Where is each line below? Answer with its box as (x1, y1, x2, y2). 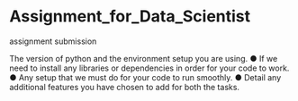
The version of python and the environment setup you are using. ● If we (9, 53, 278, 63)
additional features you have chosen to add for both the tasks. (9, 81, 240, 92)
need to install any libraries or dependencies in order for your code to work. (9, 63, 290, 73)
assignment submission (9, 36, 97, 46)
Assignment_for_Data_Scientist (9, 6, 251, 27)
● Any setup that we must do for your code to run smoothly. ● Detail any (9, 72, 282, 82)
